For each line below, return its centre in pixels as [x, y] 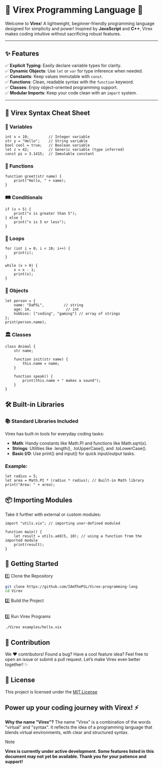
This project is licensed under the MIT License [51, 692]
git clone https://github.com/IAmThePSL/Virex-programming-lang [71, 586]
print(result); [29, 544]
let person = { [20, 301]
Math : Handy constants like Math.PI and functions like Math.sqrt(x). [80, 443]
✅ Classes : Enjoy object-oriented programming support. [61, 87]
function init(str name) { [41, 359]
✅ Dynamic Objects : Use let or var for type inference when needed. [74, 71]
